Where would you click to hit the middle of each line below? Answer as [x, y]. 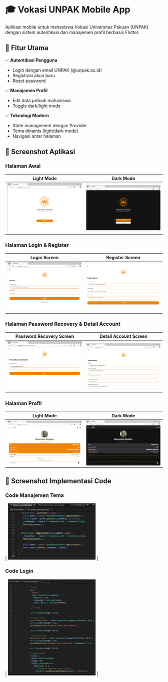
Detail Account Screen [123, 336]
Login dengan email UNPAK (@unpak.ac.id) [57, 70]
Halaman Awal [23, 166]
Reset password [29, 81]
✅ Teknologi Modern [27, 115]
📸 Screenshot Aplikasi [40, 152]
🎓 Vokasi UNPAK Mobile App [68, 10]
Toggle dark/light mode [36, 106]
